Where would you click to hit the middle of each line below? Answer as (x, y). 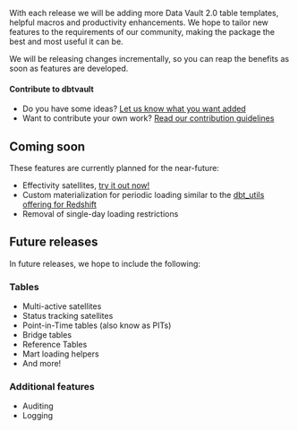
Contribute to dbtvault (51, 89)
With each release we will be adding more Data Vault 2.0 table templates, (144, 13)
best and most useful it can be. (66, 41)
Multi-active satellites (62, 306)
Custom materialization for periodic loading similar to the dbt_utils (143, 195)
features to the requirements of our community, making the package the (142, 32)
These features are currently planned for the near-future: (114, 168)
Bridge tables (47, 335)
